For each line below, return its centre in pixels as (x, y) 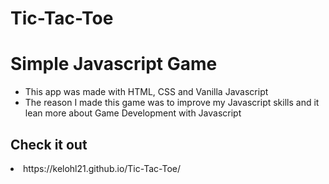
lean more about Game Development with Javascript (133, 113)
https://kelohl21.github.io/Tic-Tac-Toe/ (102, 168)
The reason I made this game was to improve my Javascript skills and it (172, 103)
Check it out (49, 144)
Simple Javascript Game (114, 64)
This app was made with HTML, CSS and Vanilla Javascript (146, 92)
